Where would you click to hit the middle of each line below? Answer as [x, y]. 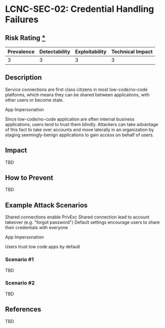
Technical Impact [132, 52]
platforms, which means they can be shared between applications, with [78, 94]
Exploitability [91, 52]
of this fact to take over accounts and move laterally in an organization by [80, 129]
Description [23, 78]
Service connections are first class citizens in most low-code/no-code [76, 89]
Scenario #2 [20, 283]
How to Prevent [29, 178]
